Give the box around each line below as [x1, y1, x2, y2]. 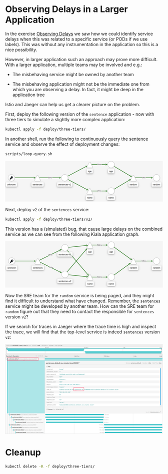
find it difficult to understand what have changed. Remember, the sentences [5, 298, 161, 304]
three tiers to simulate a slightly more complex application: [5, 116, 125, 122]
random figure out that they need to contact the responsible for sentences [5, 308, 154, 314]
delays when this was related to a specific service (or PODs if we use [5, 36, 148, 42]
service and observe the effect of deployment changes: [5, 141, 120, 147]
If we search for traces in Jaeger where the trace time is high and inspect [5, 323, 156, 329]
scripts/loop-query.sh [5, 151, 52, 156]
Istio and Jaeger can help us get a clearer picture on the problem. [5, 101, 140, 107]
